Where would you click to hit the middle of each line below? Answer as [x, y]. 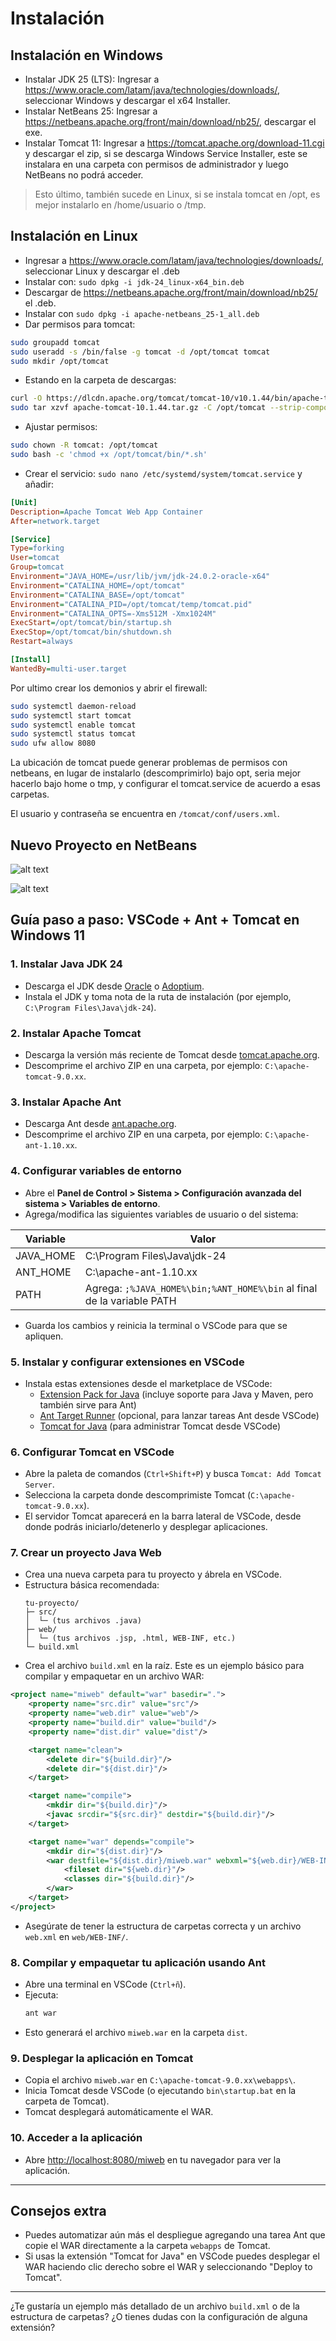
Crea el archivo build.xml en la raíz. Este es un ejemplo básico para [164, 1666]
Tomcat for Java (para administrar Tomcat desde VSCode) [160, 1426]
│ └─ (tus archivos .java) [83, 1621]
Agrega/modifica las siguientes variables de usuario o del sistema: [161, 1214]
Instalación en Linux [74, 236]
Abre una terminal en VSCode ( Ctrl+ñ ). [105, 1984]
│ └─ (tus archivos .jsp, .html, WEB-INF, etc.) [130, 1638]
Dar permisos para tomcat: [80, 324]
